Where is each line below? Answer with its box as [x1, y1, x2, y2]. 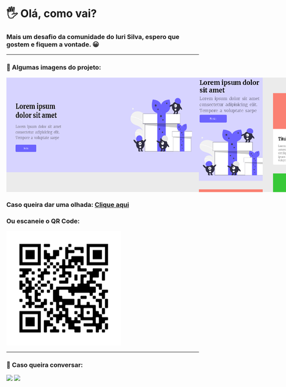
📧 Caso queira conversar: [6, 360, 84, 369]
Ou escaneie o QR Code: [6, 217, 80, 225]
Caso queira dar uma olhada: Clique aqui [6, 200, 130, 209]
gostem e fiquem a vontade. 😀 [6, 40, 100, 49]
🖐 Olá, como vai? [6, 7, 97, 21]
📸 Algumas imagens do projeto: [6, 63, 101, 72]
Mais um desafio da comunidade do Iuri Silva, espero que [6, 33, 180, 42]
